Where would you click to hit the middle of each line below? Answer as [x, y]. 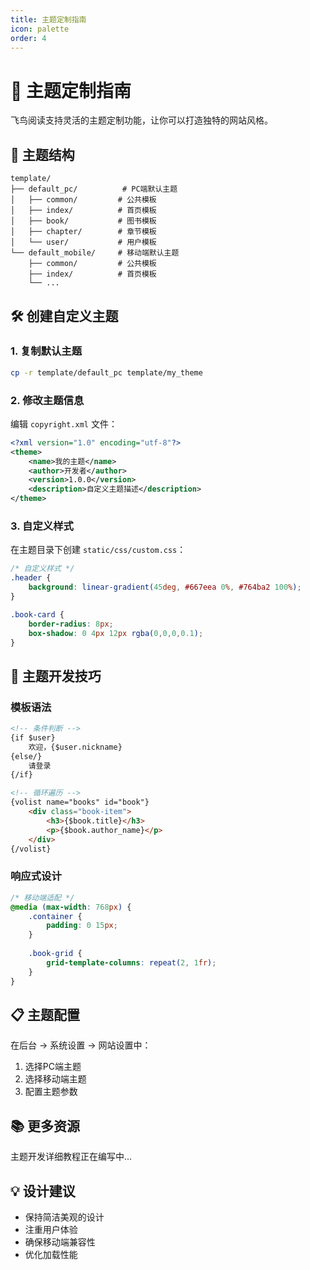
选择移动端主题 [55, 1079]
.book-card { [37, 614]
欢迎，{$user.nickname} [75, 747]
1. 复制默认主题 [46, 351]
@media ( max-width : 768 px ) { [71, 907]
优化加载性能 [51, 1254]
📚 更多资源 [45, 1126]
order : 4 [28, 38]
